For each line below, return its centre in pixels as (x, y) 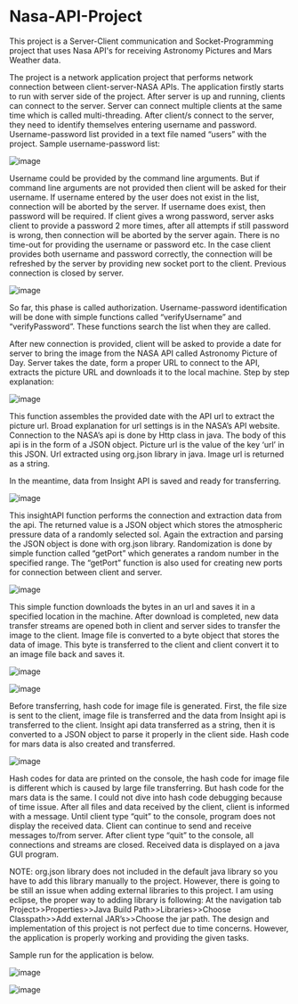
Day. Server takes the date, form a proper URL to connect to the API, (135, 362)
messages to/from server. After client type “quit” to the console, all (132, 835)
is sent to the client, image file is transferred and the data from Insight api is (148, 715)
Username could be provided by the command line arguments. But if (135, 178)
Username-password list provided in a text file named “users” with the (138, 134)
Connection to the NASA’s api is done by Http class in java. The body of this (148, 435)
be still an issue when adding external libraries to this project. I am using (141, 890)
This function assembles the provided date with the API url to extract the (142, 416)
